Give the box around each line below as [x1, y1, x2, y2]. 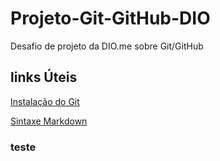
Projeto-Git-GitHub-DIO [10, 7, 211, 30]
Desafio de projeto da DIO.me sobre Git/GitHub [10, 40, 204, 52]
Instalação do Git [10, 95, 80, 107]
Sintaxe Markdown [10, 115, 88, 127]
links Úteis [10, 69, 78, 86]
